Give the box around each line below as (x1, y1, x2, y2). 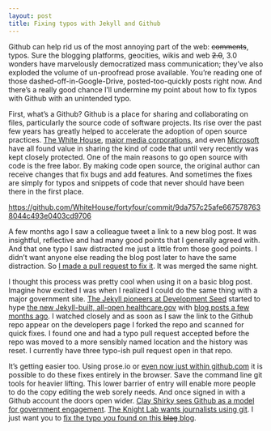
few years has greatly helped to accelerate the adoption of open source (8, 126, 248, 136)
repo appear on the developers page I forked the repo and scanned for (8, 319, 244, 329)
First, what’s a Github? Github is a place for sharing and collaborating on (8, 109, 249, 118)
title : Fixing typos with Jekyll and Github (8, 19, 161, 28)
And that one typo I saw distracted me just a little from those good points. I (8, 244, 257, 254)
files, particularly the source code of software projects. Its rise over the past (8, 117, 262, 127)
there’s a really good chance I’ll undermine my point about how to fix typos (8, 84, 257, 94)
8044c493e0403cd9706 (8, 211, 91, 220)
